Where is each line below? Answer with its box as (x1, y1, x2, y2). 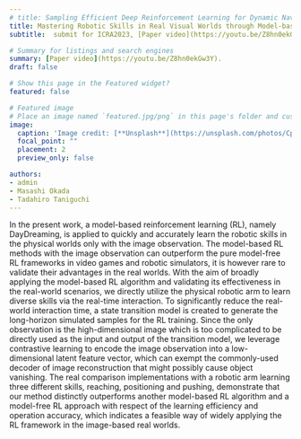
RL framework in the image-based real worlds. (9, 419, 181, 431)
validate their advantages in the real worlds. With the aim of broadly (9, 267, 260, 278)
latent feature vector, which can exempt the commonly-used (56, 353, 279, 364)
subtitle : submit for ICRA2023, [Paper (9, 30, 163, 39)
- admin (9, 178, 39, 187)
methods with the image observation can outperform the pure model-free (9, 248, 280, 259)
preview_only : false (17, 154, 94, 162)
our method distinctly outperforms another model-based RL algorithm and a (9, 391, 289, 402)
